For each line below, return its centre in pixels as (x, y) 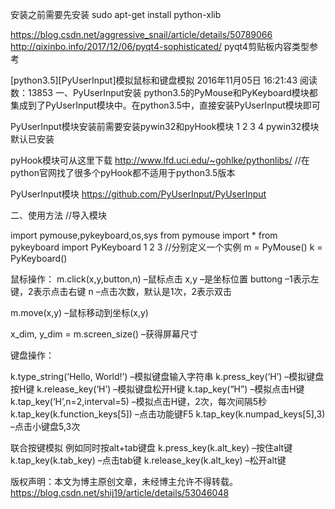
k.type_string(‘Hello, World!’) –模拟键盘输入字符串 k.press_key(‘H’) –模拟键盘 (167, 376)
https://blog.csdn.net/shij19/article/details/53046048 (120, 492)
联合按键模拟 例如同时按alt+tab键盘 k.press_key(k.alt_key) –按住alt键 (151, 447)
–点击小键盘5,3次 (45, 426)
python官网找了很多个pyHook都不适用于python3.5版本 (123, 172)
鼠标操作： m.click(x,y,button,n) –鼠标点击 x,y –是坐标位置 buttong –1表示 (160, 279)
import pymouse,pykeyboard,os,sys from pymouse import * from (144, 235)
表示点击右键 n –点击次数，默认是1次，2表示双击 (132, 291)
